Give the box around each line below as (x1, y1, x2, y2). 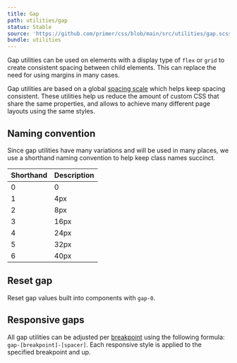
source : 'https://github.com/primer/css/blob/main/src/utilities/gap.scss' (7, 30, 235, 37)
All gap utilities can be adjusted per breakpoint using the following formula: (7, 333, 225, 341)
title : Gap (7, 10, 39, 18)
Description (54, 170, 95, 180)
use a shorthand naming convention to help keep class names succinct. (7, 153, 216, 162)
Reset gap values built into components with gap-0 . (7, 293, 156, 302)
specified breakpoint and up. (7, 347, 91, 356)
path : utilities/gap (7, 17, 68, 24)
